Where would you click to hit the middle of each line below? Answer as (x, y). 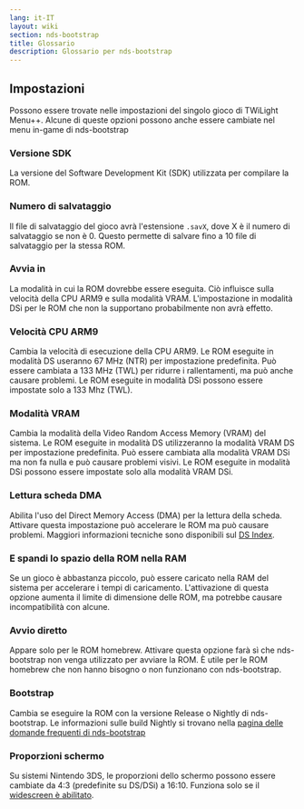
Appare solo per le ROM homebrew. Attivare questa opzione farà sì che (142, 650)
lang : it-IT (32, 18)
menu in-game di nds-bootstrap (69, 129)
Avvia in (28, 269)
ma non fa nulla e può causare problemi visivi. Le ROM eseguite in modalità (150, 462)
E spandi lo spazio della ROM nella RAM (98, 558)
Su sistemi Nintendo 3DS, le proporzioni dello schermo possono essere (142, 775)
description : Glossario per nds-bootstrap (91, 52)
